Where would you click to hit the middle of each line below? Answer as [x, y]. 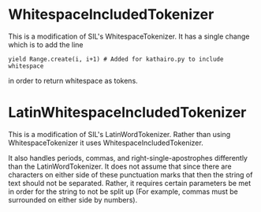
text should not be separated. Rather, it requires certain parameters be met [130, 183]
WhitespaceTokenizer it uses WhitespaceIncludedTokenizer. [106, 143]
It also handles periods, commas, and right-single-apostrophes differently [128, 158]
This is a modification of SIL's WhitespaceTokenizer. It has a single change [129, 36]
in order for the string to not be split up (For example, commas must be [123, 192]
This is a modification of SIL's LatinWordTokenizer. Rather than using [119, 134]
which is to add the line [46, 44]
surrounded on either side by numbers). [73, 199]
